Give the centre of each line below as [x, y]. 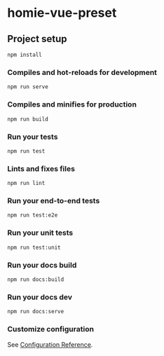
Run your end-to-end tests [54, 201]
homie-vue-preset [62, 13]
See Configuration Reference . [50, 344]
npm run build [28, 119]
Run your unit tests [40, 233]
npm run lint [26, 184]
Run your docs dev [40, 297]
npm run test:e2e [33, 215]
